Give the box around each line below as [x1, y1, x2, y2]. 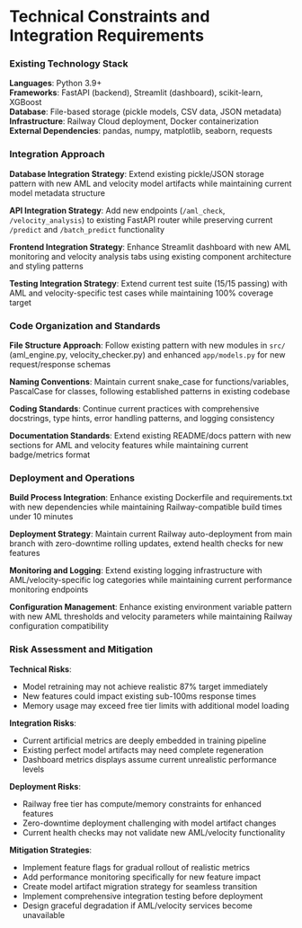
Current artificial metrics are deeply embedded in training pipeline [22, 735, 267, 746]
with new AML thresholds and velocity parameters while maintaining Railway [9, 611, 293, 622]
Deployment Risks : [9, 781, 81, 791]
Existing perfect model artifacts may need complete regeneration [22, 744, 264, 756]
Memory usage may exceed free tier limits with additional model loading [22, 700, 289, 711]
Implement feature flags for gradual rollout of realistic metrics [22, 862, 250, 872]
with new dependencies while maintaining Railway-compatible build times [9, 501, 283, 513]
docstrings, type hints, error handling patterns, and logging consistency [9, 413, 275, 424]
